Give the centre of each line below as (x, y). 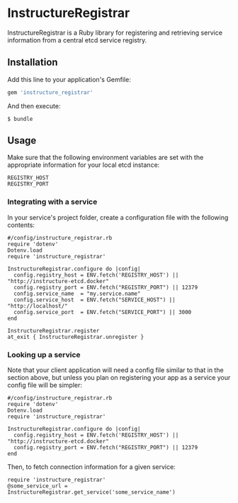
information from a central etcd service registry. (77, 40)
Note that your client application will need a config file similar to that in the (116, 370)
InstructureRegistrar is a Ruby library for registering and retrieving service (115, 33)
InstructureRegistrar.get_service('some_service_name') (91, 492)
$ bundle (20, 119)
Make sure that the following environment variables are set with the (106, 158)
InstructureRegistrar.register (53, 330)
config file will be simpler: (45, 385)
